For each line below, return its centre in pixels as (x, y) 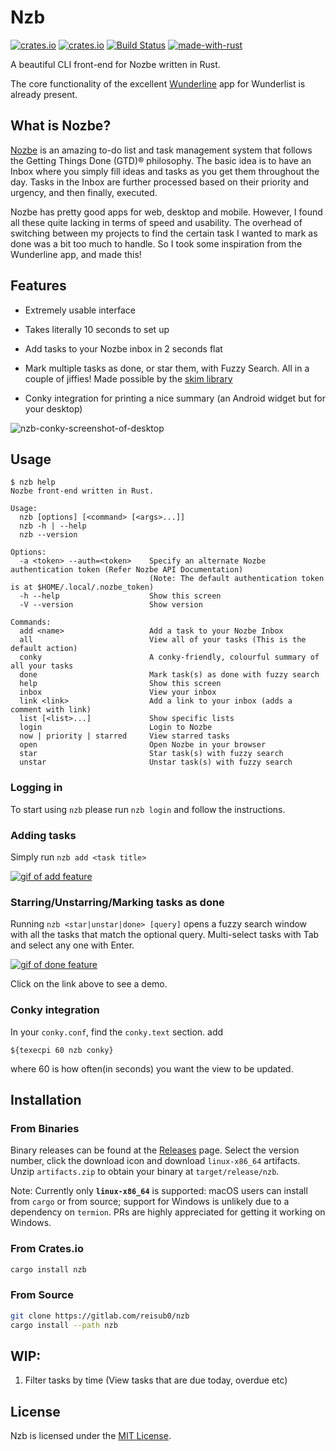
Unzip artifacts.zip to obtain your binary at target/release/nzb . (145, 1172)
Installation (46, 1099)
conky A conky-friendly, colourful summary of (169, 657)
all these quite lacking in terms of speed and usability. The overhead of (156, 222)
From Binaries (45, 1128)
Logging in (36, 788)
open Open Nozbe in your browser (143, 745)
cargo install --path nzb (64, 1325)
